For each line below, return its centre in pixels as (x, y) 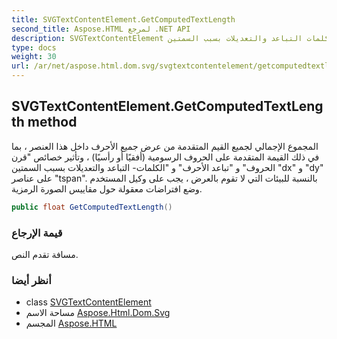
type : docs (34, 47)
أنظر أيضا (31, 280)
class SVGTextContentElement (88, 302)
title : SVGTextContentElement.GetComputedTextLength (123, 19)
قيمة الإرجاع (37, 233)
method (52, 122)
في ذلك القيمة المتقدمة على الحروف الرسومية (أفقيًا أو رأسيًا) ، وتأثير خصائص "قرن (165, 157)
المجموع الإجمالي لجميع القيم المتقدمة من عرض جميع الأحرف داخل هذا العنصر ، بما (165, 146)
